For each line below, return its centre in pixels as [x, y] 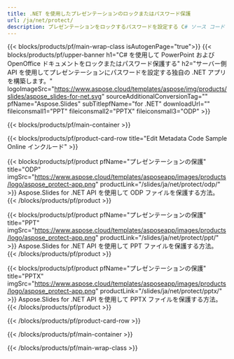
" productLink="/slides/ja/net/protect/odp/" [158, 184]
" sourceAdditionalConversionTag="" [154, 97]
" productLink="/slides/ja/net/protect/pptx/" [159, 291]
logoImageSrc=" [31, 89]
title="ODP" [24, 169]
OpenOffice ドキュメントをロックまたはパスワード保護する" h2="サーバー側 [117, 64]
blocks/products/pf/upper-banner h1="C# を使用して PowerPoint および [111, 55]
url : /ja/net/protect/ [40, 20]
